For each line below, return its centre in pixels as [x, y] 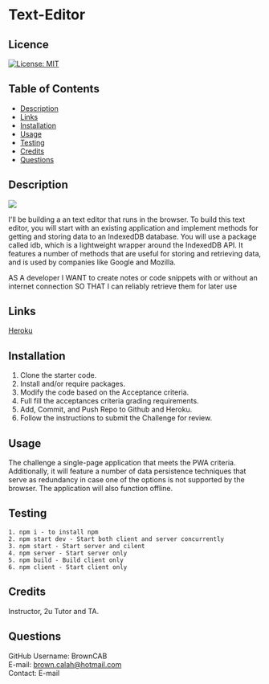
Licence [29, 45]
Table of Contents [54, 89]
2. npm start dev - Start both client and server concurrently [116, 539]
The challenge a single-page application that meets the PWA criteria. [122, 463]
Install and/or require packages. [73, 384]
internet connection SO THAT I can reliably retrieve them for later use [123, 286]
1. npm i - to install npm [53, 532]
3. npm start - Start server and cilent [77, 546]
